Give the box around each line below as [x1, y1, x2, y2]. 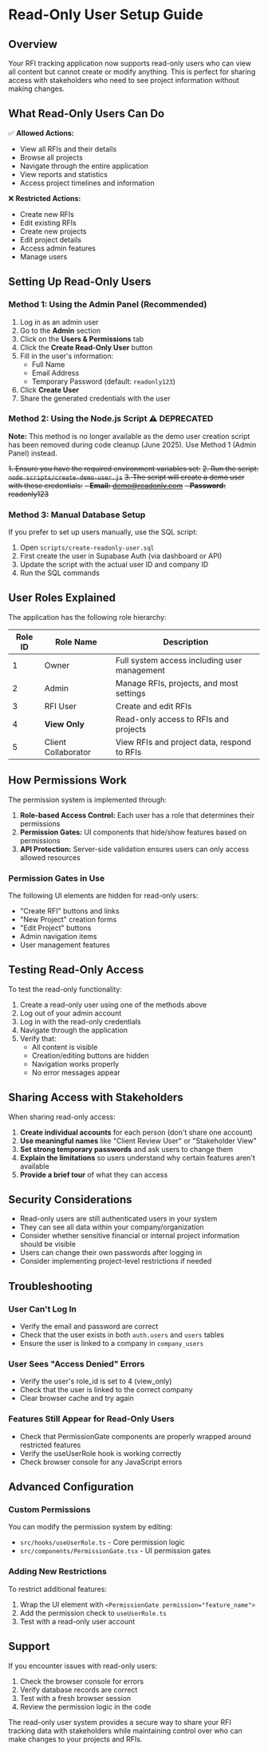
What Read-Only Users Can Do [8, 107, 165, 120]
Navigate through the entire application [19, 161, 149, 171]
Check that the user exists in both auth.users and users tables [19, 1330, 225, 1340]
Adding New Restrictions [8, 1566, 108, 1577]
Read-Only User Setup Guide [8, 6, 203, 24]
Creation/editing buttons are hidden [31, 1051, 149, 1060]
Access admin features [19, 243, 97, 253]
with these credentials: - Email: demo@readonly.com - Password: [8, 480, 226, 490]
